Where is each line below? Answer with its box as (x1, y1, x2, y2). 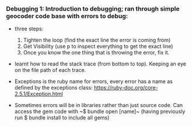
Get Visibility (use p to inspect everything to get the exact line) (23, 43, 173, 50)
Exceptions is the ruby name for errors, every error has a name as (14, 78, 173, 85)
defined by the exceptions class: (14, 84, 93, 91)
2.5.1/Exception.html (14, 90, 63, 98)
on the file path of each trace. (14, 67, 86, 74)
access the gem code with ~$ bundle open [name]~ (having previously (14, 108, 186, 115)
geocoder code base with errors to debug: (6, 12, 128, 20)
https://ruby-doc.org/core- (93, 84, 159, 91)
